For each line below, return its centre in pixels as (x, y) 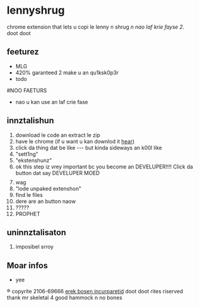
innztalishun (30, 120)
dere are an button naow (46, 201)
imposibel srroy (35, 247)
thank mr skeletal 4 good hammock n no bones (65, 297)
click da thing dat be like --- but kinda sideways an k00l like (89, 148)
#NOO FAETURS (27, 90)
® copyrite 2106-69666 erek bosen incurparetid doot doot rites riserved (95, 292)
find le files (29, 195)
